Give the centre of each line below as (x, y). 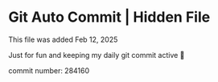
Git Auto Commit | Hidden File (109, 17)
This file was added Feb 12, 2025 (63, 39)
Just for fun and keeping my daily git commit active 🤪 (97, 55)
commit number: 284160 (49, 70)
